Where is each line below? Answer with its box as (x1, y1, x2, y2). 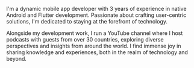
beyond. (6, 55, 27, 62)
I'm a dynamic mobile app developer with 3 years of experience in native (6, 5, 187, 12)
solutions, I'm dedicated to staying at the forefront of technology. (6, 18, 167, 25)
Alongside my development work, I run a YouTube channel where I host (6, 29, 183, 37)
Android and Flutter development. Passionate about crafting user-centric (6, 11, 187, 19)
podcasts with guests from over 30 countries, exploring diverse (6, 36, 164, 43)
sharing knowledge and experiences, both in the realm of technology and (6, 49, 189, 56)
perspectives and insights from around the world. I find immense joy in (6, 42, 181, 49)
